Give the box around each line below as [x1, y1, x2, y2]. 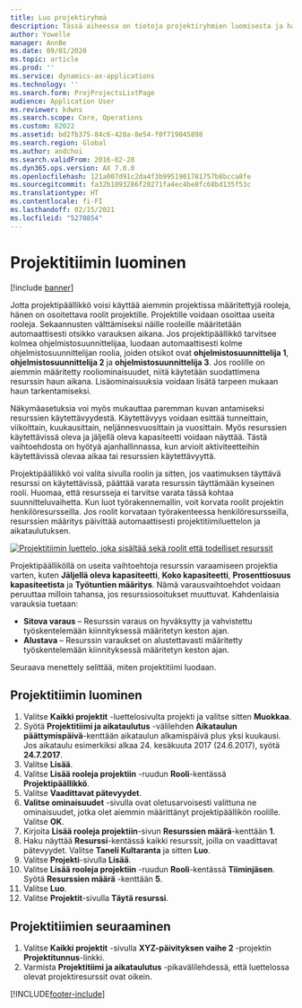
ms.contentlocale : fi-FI [10, 197, 103, 207]
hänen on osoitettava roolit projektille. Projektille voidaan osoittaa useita [10, 309, 275, 320]
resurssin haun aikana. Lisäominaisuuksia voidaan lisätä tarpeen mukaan [10, 376, 279, 386]
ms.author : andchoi [10, 146, 83, 155]
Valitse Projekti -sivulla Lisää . [22, 854, 132, 865]
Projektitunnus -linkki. [22, 952, 106, 963]
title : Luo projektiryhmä [10, 13, 107, 22]
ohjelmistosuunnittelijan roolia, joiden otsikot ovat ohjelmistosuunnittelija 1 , [10, 347, 289, 358]
